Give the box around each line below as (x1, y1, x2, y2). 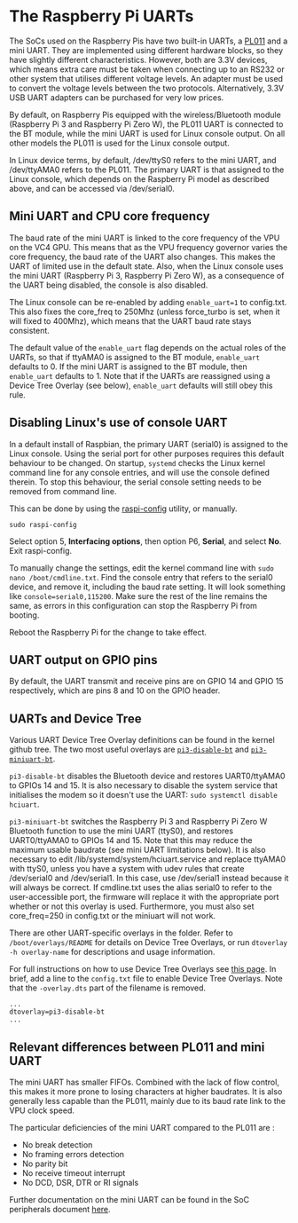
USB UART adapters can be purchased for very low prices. (9, 91, 224, 103)
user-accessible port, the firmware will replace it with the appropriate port (9, 892, 279, 903)
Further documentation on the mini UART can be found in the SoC (9, 1195, 250, 1204)
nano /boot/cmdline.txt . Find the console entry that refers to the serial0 (9, 572, 273, 582)
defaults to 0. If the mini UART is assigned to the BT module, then (9, 361, 247, 372)
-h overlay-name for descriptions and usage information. (9, 947, 216, 958)
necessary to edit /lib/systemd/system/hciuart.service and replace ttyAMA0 (9, 854, 286, 864)
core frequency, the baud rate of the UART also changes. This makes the (9, 251, 276, 262)
